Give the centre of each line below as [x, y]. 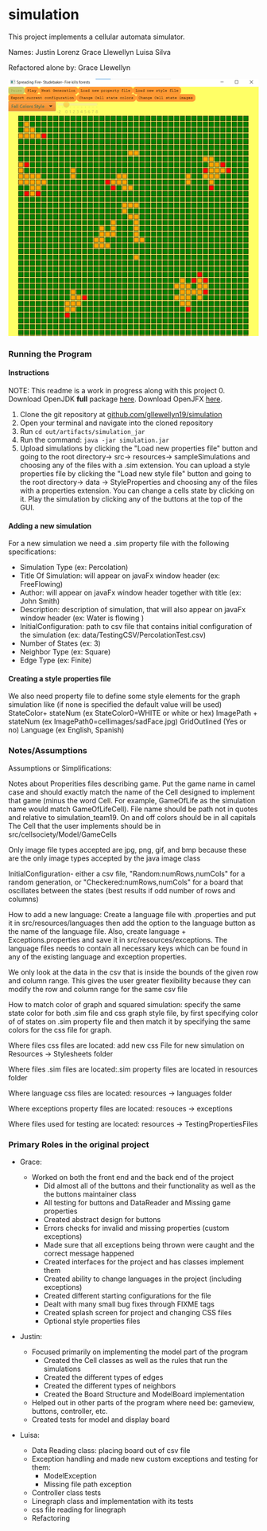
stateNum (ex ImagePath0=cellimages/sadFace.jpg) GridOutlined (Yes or [128, 721]
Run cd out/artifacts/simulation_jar [82, 431]
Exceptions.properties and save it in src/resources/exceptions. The [118, 939]
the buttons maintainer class [90, 1194]
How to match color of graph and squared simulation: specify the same [124, 1004]
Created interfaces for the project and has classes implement [144, 1262]
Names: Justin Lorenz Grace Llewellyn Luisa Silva [89, 52]
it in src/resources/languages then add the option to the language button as [132, 923]
